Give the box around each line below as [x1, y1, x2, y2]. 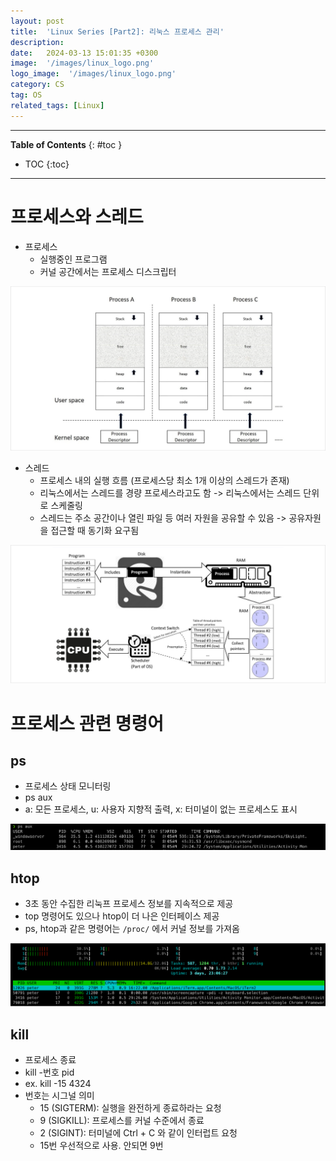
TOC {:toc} [24, 158, 70, 170]
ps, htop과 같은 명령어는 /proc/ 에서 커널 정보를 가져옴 [24, 923, 240, 935]
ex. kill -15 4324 [24, 1078, 92, 1090]
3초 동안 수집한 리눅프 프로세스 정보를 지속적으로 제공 [24, 898, 234, 910]
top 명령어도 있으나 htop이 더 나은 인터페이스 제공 [24, 910, 220, 922]
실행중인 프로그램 [39, 253, 108, 265]
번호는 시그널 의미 [24, 1090, 95, 1102]
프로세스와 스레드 [10, 205, 144, 228]
